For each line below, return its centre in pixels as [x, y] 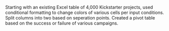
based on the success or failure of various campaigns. [62, 23]
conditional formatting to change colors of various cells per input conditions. [85, 12]
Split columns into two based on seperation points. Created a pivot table [80, 18]
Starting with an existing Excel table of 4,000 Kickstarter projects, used [79, 7]
